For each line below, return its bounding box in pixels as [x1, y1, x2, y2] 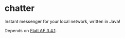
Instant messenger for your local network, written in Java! [4, 19, 120, 24]
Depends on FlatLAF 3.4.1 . [4, 28, 57, 33]
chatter [4, 3, 35, 14]
